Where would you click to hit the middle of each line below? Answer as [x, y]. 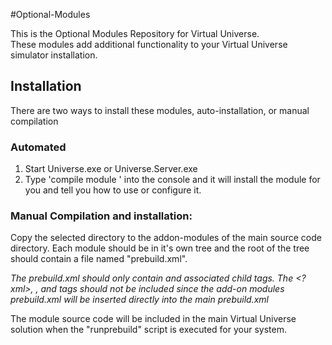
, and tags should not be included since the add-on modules [160, 289]
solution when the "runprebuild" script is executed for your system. [148, 330]
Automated [38, 147]
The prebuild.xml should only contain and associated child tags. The [152, 278]
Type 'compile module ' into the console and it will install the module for [172, 180]
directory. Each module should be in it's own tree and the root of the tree [160, 248]
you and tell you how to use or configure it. [113, 190]
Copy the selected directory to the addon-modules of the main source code [166, 238]
